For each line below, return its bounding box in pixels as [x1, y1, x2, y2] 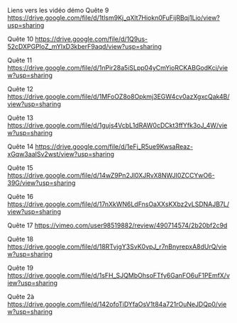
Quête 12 [7, 85, 33, 93]
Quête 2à [7, 293, 35, 300]
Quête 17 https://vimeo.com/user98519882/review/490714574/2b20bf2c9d [7, 221, 228, 229]
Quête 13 [7, 113, 34, 122]
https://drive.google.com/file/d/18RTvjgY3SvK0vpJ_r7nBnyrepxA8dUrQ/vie [7, 242, 227, 251]
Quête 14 [7, 142, 34, 151]
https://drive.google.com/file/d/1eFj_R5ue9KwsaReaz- [35, 142, 194, 151]
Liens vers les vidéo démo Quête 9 [7, 6, 109, 14]
